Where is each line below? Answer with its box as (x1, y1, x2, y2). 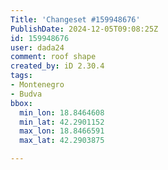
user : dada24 (10, 42, 65, 53)
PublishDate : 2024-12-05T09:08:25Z (10, 24, 159, 34)
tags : (10, 71, 33, 81)
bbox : (10, 98, 33, 108)
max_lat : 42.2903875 (19, 136, 105, 146)
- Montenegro (10, 80, 65, 90)
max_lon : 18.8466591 (19, 126, 105, 136)
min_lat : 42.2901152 (19, 117, 105, 127)
